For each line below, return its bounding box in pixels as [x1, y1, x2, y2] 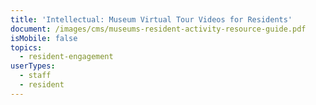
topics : [10, 42, 43, 53]
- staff [19, 71, 52, 81]
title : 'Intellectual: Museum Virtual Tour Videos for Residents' [10, 14, 293, 25]
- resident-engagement [19, 52, 114, 62]
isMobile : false [10, 33, 78, 43]
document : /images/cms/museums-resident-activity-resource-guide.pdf [10, 24, 307, 34]
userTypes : [10, 61, 56, 71]
